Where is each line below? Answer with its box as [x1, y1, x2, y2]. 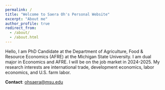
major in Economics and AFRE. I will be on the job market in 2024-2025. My [5, 59, 160, 65]
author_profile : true [5, 21, 50, 26]
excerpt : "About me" [5, 16, 48, 21]
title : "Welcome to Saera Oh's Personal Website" [5, 12, 110, 17]
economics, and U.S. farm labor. [5, 69, 71, 75]
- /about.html [9, 35, 39, 40]
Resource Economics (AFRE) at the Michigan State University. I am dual [5, 53, 152, 59]
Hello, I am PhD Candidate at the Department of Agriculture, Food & [5, 48, 143, 54]
